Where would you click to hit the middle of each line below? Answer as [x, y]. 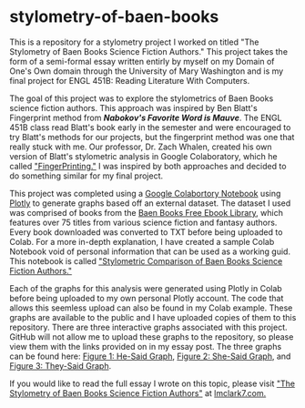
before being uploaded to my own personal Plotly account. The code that [147, 298]
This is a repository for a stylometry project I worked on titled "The [134, 42]
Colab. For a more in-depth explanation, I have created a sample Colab [142, 241]
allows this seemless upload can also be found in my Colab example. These [151, 308]
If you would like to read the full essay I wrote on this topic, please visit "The [152, 383]
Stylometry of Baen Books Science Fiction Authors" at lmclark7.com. [138, 393]
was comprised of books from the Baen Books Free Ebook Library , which [147, 212]
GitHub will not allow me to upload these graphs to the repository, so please [152, 337]
